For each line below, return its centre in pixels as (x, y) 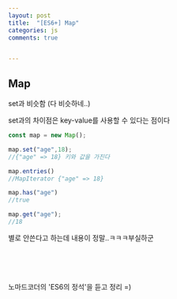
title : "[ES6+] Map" (44, 23)
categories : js (33, 30)
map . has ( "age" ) (33, 193)
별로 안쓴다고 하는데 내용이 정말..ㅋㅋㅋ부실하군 (81, 237)
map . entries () (32, 171)
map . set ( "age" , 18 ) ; (40, 149)
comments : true (33, 38)
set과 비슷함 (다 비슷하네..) (49, 104)
